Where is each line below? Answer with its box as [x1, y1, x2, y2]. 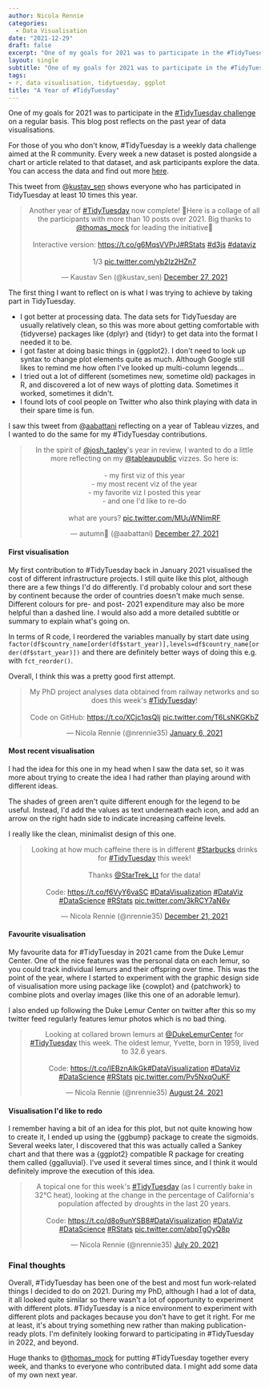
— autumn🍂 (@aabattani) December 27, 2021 [70, 529, 219, 538]
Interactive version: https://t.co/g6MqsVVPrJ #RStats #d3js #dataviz [32, 240, 256, 249]
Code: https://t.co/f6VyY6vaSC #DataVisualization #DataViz [45, 887, 244, 897]
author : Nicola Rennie [8, 11, 84, 20]
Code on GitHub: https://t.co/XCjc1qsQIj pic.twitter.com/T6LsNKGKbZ [30, 712, 259, 722]
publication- [207, 1320, 247, 1330]
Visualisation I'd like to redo [8, 1106, 102, 1115]
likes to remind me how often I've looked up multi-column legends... [19, 363, 244, 373]
